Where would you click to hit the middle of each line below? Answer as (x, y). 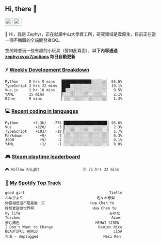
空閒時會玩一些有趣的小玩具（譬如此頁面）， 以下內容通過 (61, 50)
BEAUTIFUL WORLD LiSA (64, 231)
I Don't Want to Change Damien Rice (64, 227)
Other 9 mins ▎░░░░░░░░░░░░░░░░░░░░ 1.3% (64, 99)
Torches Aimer (64, 218)
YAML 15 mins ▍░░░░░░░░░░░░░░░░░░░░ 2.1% (64, 95)
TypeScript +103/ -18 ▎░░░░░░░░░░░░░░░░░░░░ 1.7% (64, 132)
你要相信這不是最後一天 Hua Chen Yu (60, 203)
